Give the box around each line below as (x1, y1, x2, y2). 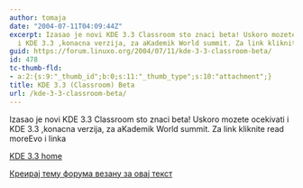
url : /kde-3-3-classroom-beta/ (9, 89, 127, 98)
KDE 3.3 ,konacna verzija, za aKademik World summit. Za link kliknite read (9, 123, 284, 134)
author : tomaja (9, 13, 67, 23)
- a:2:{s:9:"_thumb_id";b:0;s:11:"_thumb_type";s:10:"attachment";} (9, 72, 272, 81)
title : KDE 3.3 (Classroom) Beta (9, 80, 135, 89)
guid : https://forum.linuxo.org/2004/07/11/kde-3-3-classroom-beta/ (9, 47, 272, 56)
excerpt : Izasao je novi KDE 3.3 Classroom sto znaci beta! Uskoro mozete (9, 30, 297, 39)
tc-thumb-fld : (9, 64, 63, 73)
